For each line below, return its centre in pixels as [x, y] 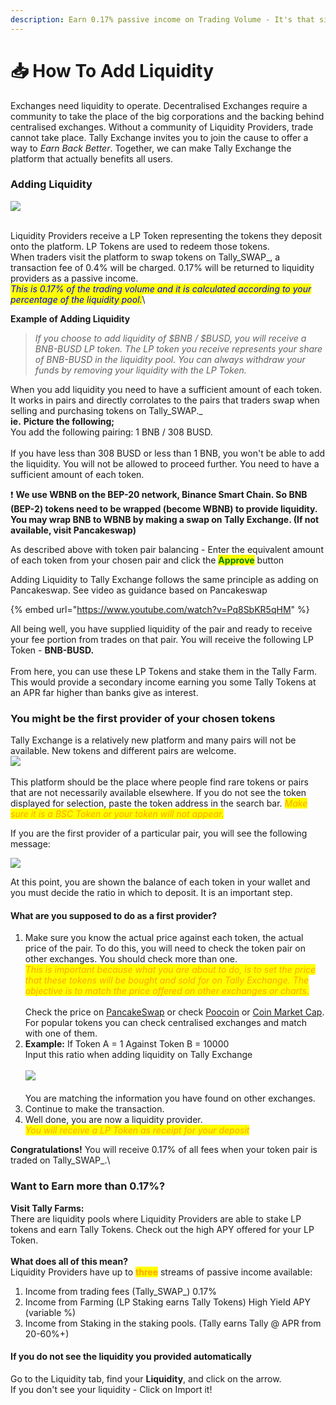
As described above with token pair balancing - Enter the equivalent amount [167, 549]
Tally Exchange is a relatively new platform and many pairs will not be [153, 740]
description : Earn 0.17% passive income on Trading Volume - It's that [162, 19]
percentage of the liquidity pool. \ [78, 299]
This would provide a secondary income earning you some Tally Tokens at [163, 682]
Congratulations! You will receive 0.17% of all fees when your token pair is [164, 1150]
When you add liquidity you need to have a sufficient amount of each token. [166, 389]
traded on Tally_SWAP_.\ [60, 1160]
